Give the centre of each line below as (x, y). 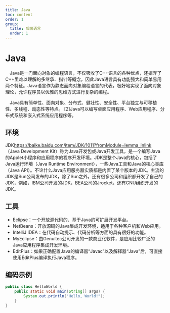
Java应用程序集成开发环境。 (42, 245)
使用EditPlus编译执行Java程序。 (46, 257)
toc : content (19, 15)
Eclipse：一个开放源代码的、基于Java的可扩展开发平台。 (72, 220)
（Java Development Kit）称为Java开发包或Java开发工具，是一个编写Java (83, 151)
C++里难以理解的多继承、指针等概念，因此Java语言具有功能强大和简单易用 (83, 79)
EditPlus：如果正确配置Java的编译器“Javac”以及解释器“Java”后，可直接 (88, 251)
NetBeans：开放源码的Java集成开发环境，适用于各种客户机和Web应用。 (88, 226)
